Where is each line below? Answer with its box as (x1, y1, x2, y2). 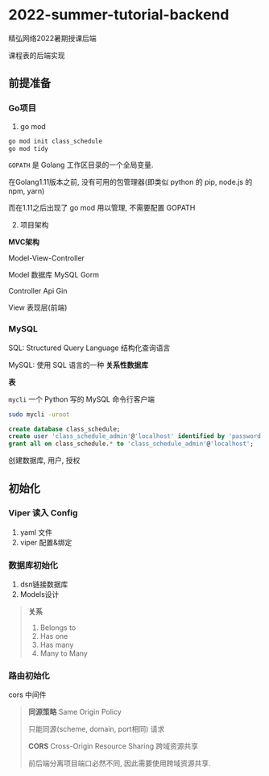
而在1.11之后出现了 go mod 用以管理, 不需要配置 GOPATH (8, 203, 196, 213)
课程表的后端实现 (8, 50, 65, 60)
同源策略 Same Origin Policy (27, 707, 122, 717)
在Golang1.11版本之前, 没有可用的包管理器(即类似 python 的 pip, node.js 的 (8, 177, 253, 187)
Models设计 (19, 590, 60, 599)
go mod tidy (8, 144, 48, 152)
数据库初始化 (8, 559, 59, 570)
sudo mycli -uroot (8, 410, 70, 419)
